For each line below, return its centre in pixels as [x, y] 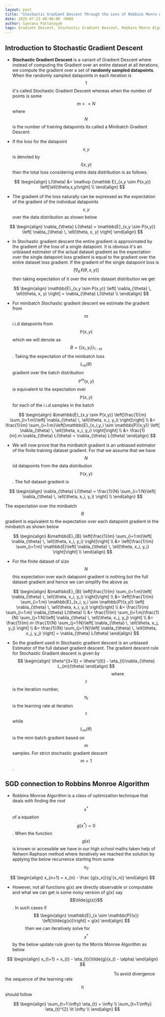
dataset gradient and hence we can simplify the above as [70, 582]
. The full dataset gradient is [41, 481]
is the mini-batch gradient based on [48, 738]
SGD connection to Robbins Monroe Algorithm [77, 784]
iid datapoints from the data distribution [52, 466]
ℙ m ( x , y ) [86, 381]
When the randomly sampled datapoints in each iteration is [72, 75]
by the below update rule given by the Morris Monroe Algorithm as [80, 944]
